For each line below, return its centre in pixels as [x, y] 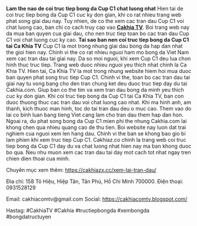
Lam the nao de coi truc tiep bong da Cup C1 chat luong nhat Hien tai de [95, 9]
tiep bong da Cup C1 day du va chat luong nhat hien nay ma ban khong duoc [99, 146]
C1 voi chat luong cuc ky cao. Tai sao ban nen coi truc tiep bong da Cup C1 [98, 40]
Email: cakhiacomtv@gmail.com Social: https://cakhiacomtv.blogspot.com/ [97, 199]
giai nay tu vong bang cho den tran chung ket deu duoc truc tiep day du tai [97, 84]
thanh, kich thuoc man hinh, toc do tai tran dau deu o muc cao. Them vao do [99, 109]
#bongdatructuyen [29, 217]
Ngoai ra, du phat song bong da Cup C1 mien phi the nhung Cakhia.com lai [96, 121]
